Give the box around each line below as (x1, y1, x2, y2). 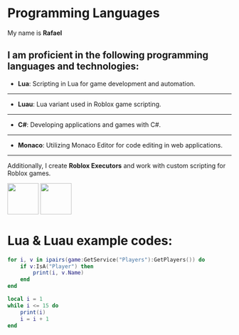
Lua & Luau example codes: (7, 232, 173, 249)
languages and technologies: (7, 61, 139, 73)
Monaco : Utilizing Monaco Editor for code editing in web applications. (17, 140, 223, 149)
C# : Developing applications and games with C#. (17, 120, 161, 129)
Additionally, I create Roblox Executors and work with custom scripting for (7, 161, 226, 170)
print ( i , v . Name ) (33, 269, 84, 277)
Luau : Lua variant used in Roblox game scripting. (17, 100, 161, 108)
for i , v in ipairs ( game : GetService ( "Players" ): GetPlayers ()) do (7, 256, 206, 263)
